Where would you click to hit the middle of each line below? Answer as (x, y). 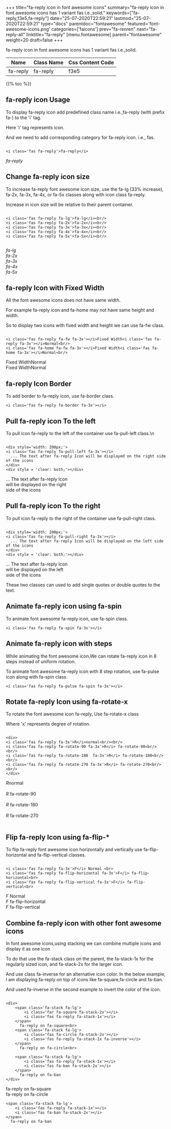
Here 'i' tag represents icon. (35, 127)
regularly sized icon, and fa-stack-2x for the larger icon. (65, 964)
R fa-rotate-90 (21, 794)
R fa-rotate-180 (22, 805)
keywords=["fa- (123, 13)
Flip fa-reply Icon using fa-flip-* (58, 837)
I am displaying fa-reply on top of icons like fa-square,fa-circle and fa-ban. (84, 979)
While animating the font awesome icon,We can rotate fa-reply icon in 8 (81, 656)
